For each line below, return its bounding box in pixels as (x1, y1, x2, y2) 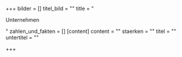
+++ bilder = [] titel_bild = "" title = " (5, 5, 95, 12)
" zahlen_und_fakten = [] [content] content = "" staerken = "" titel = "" (5, 28, 177, 35)
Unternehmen (5, 16, 40, 23)
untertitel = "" (5, 34, 39, 41)
